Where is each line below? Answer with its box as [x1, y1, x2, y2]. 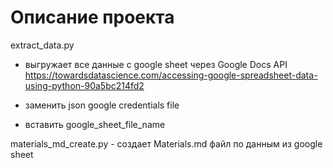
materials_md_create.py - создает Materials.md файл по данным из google [10, 137, 323, 150]
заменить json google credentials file [24, 99, 180, 111]
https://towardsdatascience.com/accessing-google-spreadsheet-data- [24, 69, 318, 81]
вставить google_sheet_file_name [24, 118, 166, 130]
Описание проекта [10, 6, 175, 29]
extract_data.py [10, 39, 75, 51]
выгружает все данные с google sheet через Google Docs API [24, 58, 288, 70]
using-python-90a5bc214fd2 [24, 79, 145, 91]
